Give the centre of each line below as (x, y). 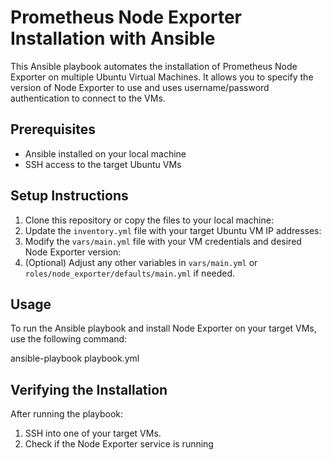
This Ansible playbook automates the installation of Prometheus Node (154, 66)
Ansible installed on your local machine (105, 153)
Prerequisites (53, 129)
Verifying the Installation (89, 389)
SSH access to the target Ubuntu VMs (103, 164)
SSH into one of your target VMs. (93, 433)
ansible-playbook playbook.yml (75, 358)
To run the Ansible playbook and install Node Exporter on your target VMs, (163, 328)
